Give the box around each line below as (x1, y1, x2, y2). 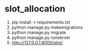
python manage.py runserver (11, 35, 70, 40)
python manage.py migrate (11, 29, 66, 35)
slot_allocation (4, 3, 66, 14)
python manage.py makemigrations (11, 24, 83, 30)
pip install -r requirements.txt (11, 19, 70, 25)
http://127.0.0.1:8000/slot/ (11, 39, 63, 45)
